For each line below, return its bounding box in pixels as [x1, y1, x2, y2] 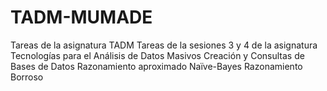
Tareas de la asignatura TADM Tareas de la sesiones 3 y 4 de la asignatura [10, 39, 318, 51]
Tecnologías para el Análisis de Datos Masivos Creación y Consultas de [10, 49, 305, 61]
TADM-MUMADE [10, 6, 153, 29]
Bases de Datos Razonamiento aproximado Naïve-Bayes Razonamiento [10, 60, 303, 72]
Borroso [10, 71, 44, 83]
